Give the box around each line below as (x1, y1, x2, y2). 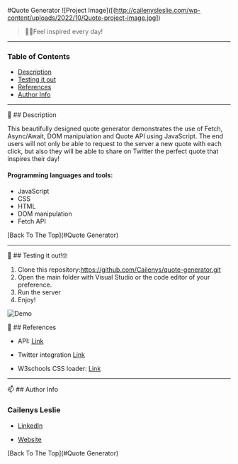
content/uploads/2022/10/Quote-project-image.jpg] (7, 13, 159, 22)
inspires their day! (7, 155, 60, 163)
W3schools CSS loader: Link (17, 364, 101, 372)
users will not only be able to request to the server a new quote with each (7, 140, 222, 148)
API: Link (17, 336, 44, 345)
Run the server (17, 287, 62, 297)
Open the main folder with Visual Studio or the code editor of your (17, 272, 210, 281)
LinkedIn (17, 421, 43, 430)
